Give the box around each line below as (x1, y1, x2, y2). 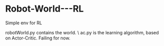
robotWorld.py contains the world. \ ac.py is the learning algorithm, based (5, 29, 159, 35)
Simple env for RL (5, 20, 43, 26)
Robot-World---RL (5, 3, 84, 15)
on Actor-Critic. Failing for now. (5, 35, 71, 41)
